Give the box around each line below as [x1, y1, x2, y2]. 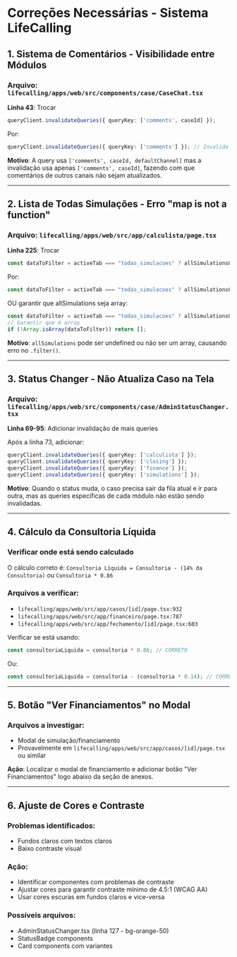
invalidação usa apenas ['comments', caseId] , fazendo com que [7, 164, 195, 172]
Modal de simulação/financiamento [17, 736, 121, 745]
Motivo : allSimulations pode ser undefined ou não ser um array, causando [7, 339, 227, 347]
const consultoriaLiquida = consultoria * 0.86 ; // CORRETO [7, 647, 188, 654]
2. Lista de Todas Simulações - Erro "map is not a [7, 198, 227, 210]
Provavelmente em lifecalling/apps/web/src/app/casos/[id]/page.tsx [17, 744, 226, 752]
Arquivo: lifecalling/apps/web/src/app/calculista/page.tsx [7, 230, 217, 240]
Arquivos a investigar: [7, 720, 85, 730]
